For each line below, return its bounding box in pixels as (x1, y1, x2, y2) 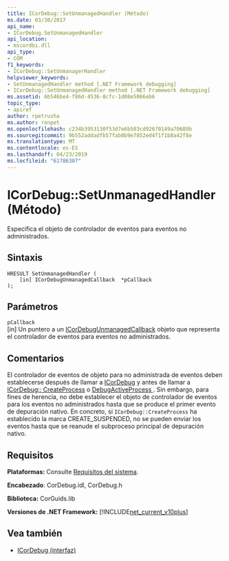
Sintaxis (7, 252, 43, 264)
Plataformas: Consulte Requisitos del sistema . (7, 467, 139, 476)
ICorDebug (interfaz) (17, 546, 76, 554)
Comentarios (7, 352, 65, 364)
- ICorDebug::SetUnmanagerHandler (7, 68, 107, 74)
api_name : (7, 23, 36, 30)
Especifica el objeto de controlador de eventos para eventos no (7, 225, 187, 233)
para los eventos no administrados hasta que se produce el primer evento (7, 400, 217, 409)
